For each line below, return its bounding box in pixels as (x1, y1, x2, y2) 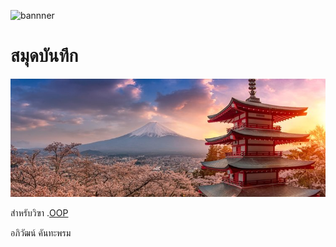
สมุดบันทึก (10, 45, 79, 67)
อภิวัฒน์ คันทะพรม (10, 226, 72, 239)
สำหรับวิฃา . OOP (10, 206, 69, 219)
